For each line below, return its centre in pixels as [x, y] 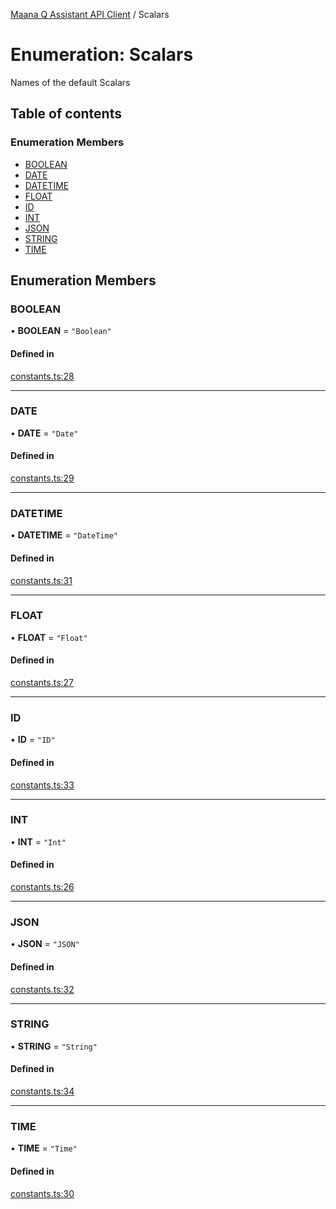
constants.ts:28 [42, 376]
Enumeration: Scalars [102, 55]
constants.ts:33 [42, 785]
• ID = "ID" [33, 740]
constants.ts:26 [42, 887]
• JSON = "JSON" [45, 944]
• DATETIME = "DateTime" [64, 535]
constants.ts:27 [42, 683]
